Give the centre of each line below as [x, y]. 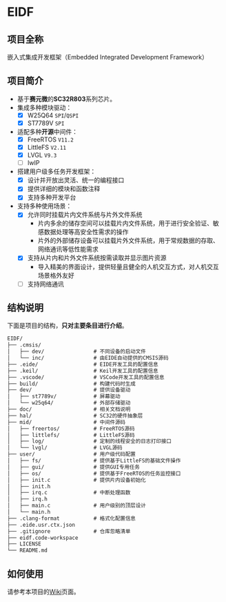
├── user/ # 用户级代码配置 [71, 454]
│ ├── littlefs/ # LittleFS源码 [71, 435]
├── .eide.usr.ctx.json [41, 525]
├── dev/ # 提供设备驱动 [69, 390]
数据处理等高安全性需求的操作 [86, 232]
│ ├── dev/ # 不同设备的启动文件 [76, 352]
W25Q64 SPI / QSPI [53, 115]
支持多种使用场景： [44, 206]
